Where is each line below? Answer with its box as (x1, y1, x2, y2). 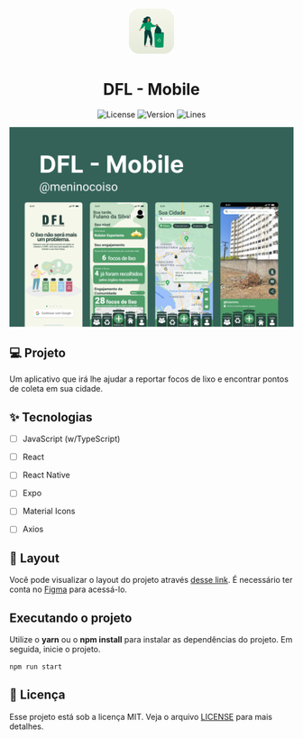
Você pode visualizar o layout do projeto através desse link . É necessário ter (9, 575, 293, 586)
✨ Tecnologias (9, 410, 93, 425)
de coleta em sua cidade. (9, 383, 104, 394)
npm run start (9, 662, 63, 671)
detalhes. (9, 721, 44, 732)
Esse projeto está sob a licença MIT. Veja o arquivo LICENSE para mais (9, 711, 273, 722)
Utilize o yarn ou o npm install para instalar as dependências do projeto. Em (9, 634, 293, 645)
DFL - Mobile (103, 79, 200, 100)
